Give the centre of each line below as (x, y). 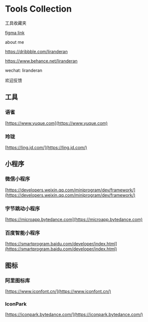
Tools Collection (38, 9)
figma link (15, 33)
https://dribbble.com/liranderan (36, 51)
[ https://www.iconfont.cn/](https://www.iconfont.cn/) (58, 291)
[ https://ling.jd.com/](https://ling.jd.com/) (46, 147)
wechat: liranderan (24, 70)
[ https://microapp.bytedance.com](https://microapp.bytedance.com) (74, 219)
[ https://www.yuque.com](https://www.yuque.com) (56, 123)
